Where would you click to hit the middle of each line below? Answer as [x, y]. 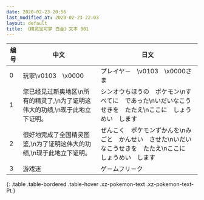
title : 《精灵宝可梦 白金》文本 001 [48, 29]
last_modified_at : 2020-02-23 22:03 [53, 18]
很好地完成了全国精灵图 [56, 135]
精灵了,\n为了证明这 [63, 101]
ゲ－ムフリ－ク [122, 169]
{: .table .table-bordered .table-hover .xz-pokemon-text [76, 184]
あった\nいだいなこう [161, 101]
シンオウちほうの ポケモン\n [143, 92]
